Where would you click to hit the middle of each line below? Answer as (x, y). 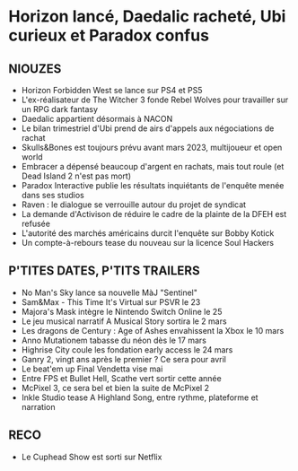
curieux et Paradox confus (109, 35)
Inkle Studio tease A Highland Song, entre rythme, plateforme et (140, 397)
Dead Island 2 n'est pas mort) (76, 176)
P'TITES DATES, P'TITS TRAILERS (104, 271)
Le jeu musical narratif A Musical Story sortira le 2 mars (124, 321)
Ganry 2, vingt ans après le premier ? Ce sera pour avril (123, 359)
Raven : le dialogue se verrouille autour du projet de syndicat (134, 205)
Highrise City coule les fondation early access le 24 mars (127, 349)
